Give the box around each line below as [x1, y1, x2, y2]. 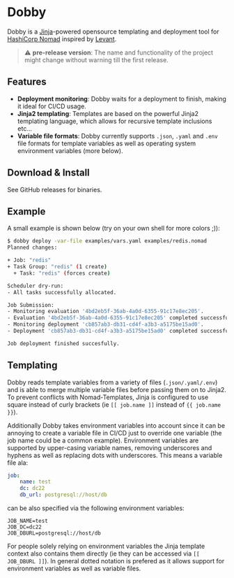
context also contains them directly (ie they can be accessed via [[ [7, 549, 200, 558]
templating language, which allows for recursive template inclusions [17, 117, 212, 125]
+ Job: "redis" [7, 257, 52, 264]
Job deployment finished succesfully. [7, 340, 120, 347]
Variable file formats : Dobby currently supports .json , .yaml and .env [17, 131, 218, 140]
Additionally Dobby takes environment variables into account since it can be [7, 421, 225, 430]
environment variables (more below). [17, 146, 123, 154]
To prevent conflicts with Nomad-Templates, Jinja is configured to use [7, 393, 209, 401]
